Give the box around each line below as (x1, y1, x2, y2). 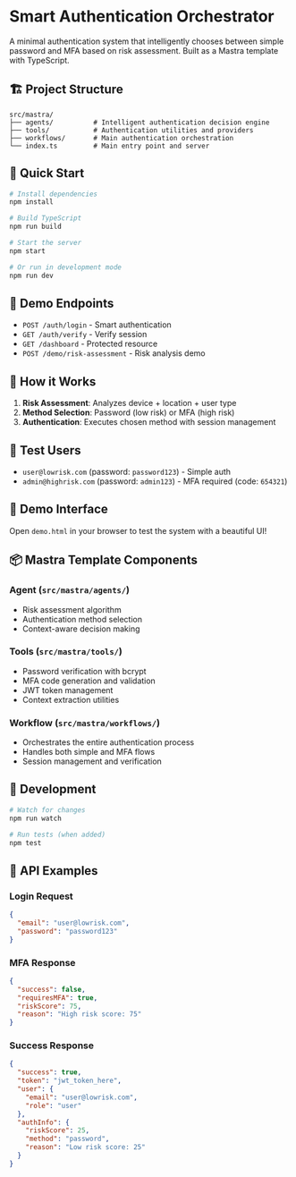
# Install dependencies (9, 190, 98, 199)
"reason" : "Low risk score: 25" (25, 1143, 146, 1152)
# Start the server (9, 239, 82, 248)
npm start (9, 246, 47, 256)
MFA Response (9, 956, 76, 969)
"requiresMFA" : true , (17, 993, 98, 1003)
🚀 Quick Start (9, 165, 85, 181)
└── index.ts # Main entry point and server (9, 141, 210, 150)
